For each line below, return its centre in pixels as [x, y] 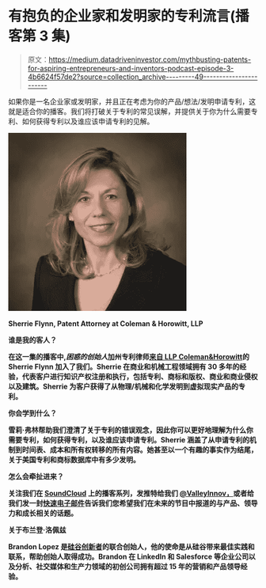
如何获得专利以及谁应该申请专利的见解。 [88, 121]
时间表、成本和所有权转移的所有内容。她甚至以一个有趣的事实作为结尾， [140, 450]
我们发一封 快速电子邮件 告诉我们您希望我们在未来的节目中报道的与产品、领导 [133, 503]
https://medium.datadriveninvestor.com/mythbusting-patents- [150, 59]
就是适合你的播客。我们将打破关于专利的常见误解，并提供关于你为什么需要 [129, 111]
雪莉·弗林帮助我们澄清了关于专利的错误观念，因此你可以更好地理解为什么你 [131, 430]
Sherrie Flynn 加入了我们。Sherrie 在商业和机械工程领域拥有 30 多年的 [124, 366]
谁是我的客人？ [32, 340]
